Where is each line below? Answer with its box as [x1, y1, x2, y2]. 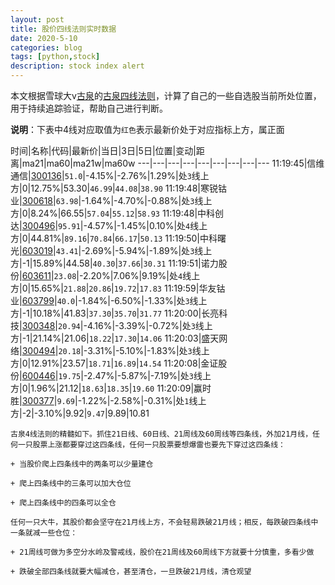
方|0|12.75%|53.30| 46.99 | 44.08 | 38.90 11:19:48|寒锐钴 [10, 182, 227, 194]
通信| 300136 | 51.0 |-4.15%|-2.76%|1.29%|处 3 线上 [10, 170, 210, 181]
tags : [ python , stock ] [10, 52, 101, 62]
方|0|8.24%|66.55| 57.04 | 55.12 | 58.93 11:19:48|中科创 [10, 207, 225, 219]
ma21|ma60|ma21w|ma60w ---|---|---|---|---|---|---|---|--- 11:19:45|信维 [21, 157, 325, 169]
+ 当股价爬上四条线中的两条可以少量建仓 [10, 459, 154, 469]
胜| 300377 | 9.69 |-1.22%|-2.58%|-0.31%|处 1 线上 [10, 395, 207, 406]
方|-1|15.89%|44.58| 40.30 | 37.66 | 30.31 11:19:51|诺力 [10, 257, 219, 269]
